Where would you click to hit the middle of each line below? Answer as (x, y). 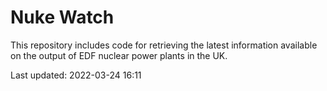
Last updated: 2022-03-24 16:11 (76, 75)
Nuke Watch (62, 17)
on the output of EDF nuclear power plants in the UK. (119, 55)
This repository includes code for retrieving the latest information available (164, 45)
